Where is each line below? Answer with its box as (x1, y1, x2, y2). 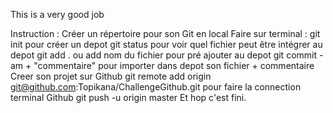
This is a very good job (10, 9, 105, 20)
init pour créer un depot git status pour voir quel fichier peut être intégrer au (10, 39, 323, 50)
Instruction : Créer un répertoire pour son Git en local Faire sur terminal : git (10, 28, 321, 39)
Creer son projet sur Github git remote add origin (10, 70, 212, 82)
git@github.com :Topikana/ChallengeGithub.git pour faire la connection (10, 81, 302, 93)
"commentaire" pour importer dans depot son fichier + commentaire (33, 60, 315, 71)
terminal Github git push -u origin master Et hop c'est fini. (10, 92, 247, 103)
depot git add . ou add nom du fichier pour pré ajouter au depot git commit (10, 49, 318, 61)
